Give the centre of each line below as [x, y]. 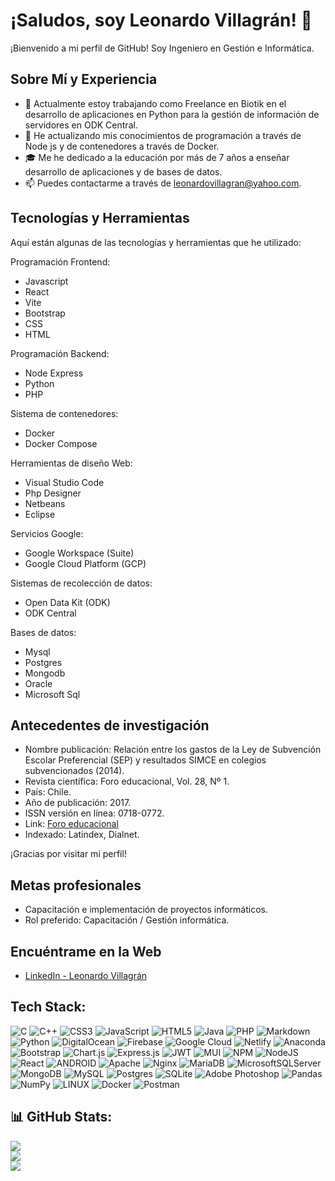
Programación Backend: [60, 353]
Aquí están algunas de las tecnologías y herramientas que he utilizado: [156, 242]
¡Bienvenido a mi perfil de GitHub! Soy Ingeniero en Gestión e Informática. [162, 48]
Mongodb [45, 673]
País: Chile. [48, 792]
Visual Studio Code [64, 482]
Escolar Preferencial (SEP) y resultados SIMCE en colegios [145, 760]
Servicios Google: [47, 533]
